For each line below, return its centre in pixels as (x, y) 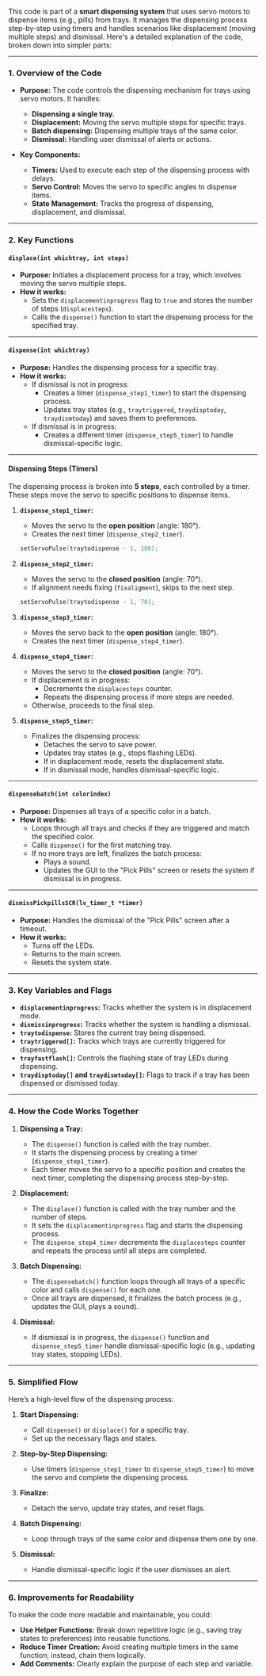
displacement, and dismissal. (79, 212)
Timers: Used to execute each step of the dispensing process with (141, 170)
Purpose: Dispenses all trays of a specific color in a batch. (115, 811)
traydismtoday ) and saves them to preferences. (120, 418)
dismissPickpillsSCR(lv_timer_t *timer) (76, 903)
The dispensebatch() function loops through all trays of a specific (138, 1281)
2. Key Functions (41, 240)
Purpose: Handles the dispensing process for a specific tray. (119, 367)
